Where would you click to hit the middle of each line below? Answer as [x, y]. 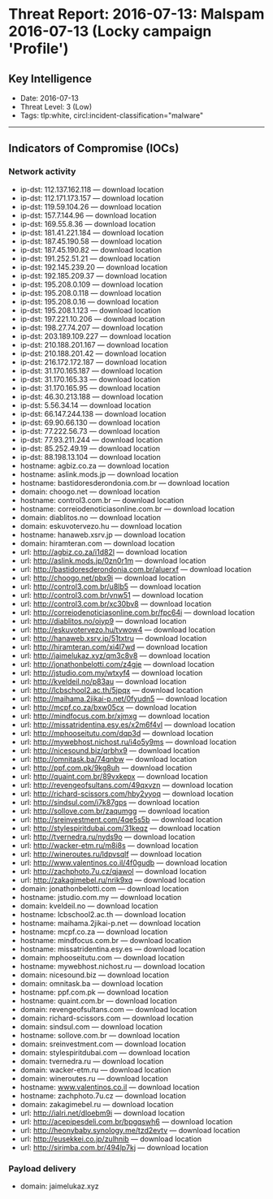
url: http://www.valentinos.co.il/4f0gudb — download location [123, 863]
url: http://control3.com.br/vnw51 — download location [112, 595]
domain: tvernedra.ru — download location [92, 1061]
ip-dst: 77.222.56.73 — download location [90, 431]
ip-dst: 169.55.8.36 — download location [88, 223]
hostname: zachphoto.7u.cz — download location [103, 1095]
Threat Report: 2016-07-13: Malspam [136, 14]
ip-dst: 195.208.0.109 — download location [91, 284]
